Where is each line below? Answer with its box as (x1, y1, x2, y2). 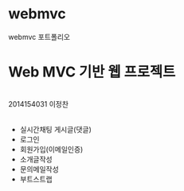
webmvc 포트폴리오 (8, 32, 70, 41)
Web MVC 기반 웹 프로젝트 (8, 63, 176, 81)
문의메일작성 (19, 164, 60, 173)
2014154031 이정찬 (8, 99, 69, 108)
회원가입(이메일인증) (19, 144, 84, 154)
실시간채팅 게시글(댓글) (19, 124, 92, 134)
